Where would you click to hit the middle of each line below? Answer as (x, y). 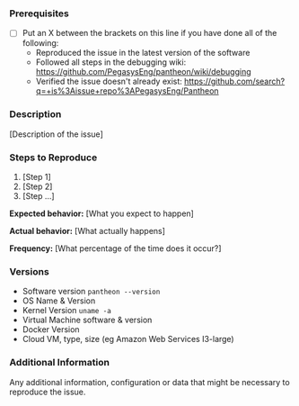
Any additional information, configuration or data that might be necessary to (149, 382)
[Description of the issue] (56, 134)
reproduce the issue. (48, 392)
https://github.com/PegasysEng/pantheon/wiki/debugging (143, 72)
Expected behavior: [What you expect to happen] (102, 213)
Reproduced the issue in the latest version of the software (143, 53)
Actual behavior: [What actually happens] (88, 230)
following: (40, 43)
